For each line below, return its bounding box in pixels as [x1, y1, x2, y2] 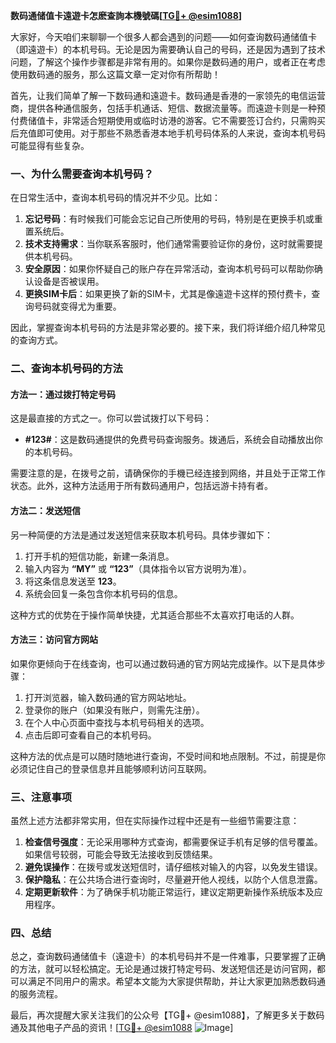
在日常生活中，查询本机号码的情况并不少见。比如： [10, 192, 221, 204]
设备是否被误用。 [33, 275, 105, 288]
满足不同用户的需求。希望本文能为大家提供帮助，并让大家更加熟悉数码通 [27, 975, 326, 988]
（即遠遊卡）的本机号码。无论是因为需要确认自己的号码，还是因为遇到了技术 [10, 44, 326, 55]
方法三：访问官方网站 [10, 634, 98, 646]
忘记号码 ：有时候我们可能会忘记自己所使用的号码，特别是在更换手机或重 [24, 213, 323, 225]
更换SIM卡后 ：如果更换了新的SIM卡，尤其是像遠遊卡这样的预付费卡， [24, 288, 312, 300]
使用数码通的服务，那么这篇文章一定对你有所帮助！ [10, 69, 221, 80]
